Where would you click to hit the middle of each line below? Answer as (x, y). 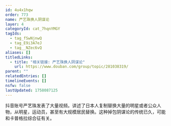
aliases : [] (18, 52)
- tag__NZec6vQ (26, 48)
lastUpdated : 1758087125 (32, 90)
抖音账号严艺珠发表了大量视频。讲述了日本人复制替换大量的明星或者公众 (81, 105)
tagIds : (13, 34)
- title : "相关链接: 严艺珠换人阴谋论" (48, 62)
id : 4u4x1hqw (19, 10)
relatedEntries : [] (26, 76)
